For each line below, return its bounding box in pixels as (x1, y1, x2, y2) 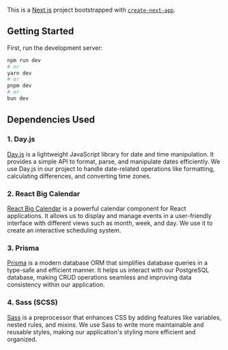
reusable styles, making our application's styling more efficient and (7, 327, 196, 336)
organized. (7, 335, 38, 343)
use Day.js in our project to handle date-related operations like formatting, (7, 164, 215, 173)
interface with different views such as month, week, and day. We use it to (7, 219, 213, 227)
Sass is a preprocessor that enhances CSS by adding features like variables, (7, 313, 222, 321)
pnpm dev (7, 82, 32, 90)
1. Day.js (7, 135, 35, 144)
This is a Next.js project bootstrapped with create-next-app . (7, 6, 176, 14)
